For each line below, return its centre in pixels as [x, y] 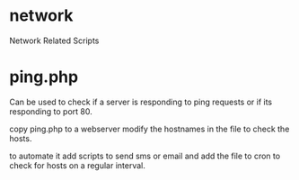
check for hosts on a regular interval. [78, 165]
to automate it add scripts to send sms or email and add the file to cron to [145, 156]
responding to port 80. [51, 111]
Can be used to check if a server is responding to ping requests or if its [141, 102]
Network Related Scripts [54, 40]
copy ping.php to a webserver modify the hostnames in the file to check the [149, 129]
